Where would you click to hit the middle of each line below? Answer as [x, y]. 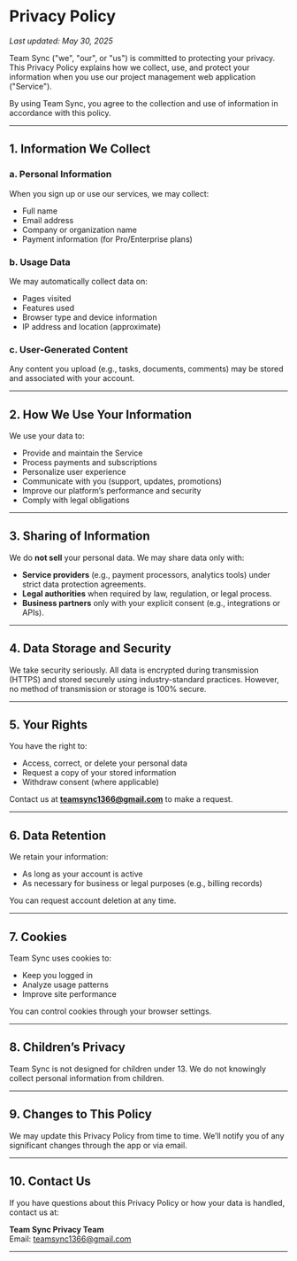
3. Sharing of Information [80, 537]
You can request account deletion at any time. [93, 900]
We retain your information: [59, 857]
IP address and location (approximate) [91, 326]
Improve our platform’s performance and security [111, 491]
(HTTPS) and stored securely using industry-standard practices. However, [145, 679]
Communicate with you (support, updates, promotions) [122, 481]
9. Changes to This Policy [80, 1114]
